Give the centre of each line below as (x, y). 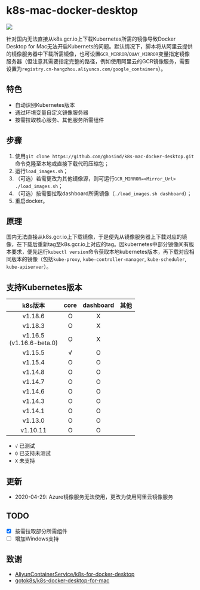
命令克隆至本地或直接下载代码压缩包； (62, 163)
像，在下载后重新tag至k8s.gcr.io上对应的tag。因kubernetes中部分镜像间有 (98, 244)
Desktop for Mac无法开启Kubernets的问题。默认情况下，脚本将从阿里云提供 (99, 46)
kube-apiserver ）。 (29, 267)
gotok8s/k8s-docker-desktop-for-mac (62, 580)
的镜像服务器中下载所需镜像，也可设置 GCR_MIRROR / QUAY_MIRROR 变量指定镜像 (98, 54)
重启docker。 (31, 201)
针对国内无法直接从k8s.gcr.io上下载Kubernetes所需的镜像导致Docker (91, 39)
